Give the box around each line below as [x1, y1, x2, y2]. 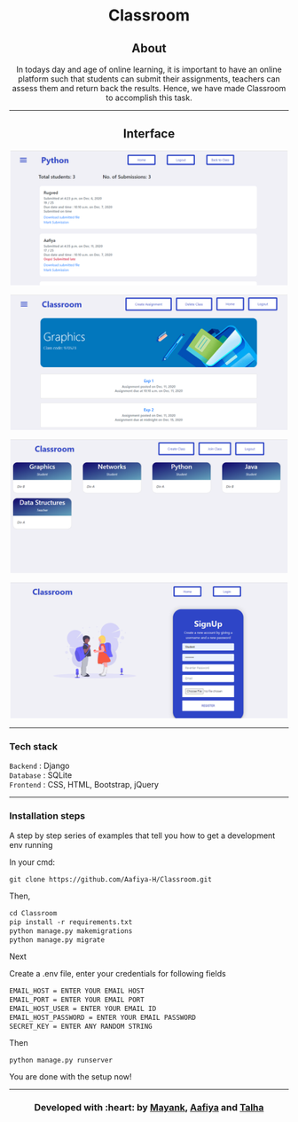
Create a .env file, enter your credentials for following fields [9, 968, 226, 978]
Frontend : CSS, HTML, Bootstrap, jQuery [9, 780, 160, 790]
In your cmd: [9, 857, 56, 867]
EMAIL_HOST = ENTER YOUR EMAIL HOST [9, 986, 145, 995]
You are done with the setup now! [9, 1071, 132, 1082]
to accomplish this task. [106, 92, 192, 103]
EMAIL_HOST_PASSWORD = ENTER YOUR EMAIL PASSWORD [9, 1013, 197, 1022]
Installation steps [9, 810, 86, 822]
